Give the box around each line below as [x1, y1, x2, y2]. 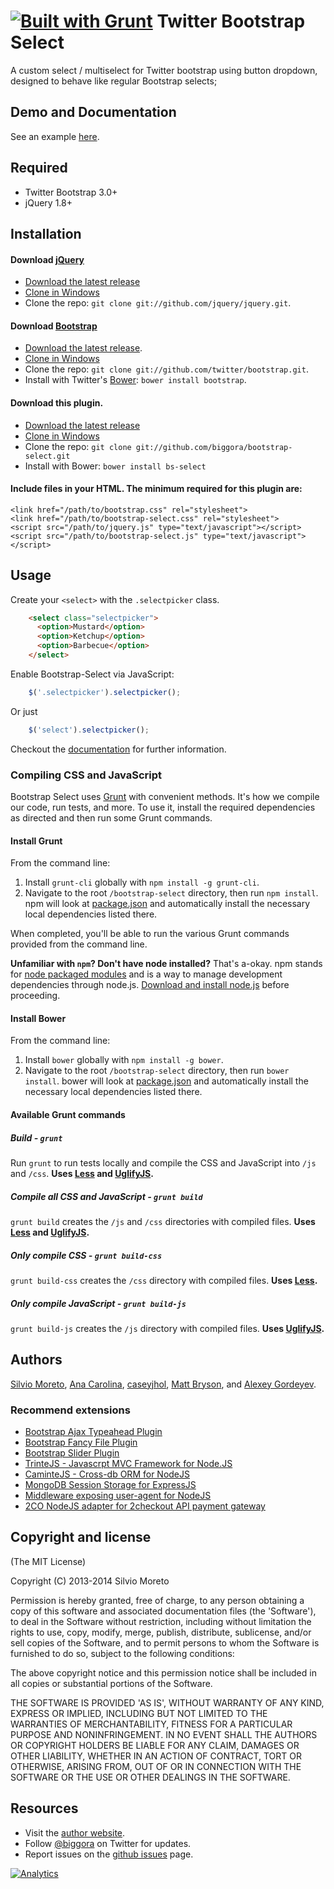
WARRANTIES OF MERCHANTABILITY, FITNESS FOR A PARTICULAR [10, 1718, 293, 1730]
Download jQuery [10, 253, 85, 265]
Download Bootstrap [10, 320, 98, 332]
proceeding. [10, 990, 61, 1002]
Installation [10, 225, 82, 242]
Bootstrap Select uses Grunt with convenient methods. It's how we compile [10, 791, 320, 802]
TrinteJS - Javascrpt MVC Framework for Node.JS [24, 1457, 233, 1469]
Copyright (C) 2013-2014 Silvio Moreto [10, 1575, 170, 1587]
